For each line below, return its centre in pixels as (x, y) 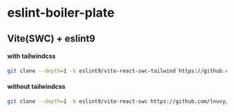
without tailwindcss (37, 87)
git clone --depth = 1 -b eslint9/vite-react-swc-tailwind (92, 71)
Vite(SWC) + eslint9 (52, 39)
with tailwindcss (31, 56)
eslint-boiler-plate (61, 13)
